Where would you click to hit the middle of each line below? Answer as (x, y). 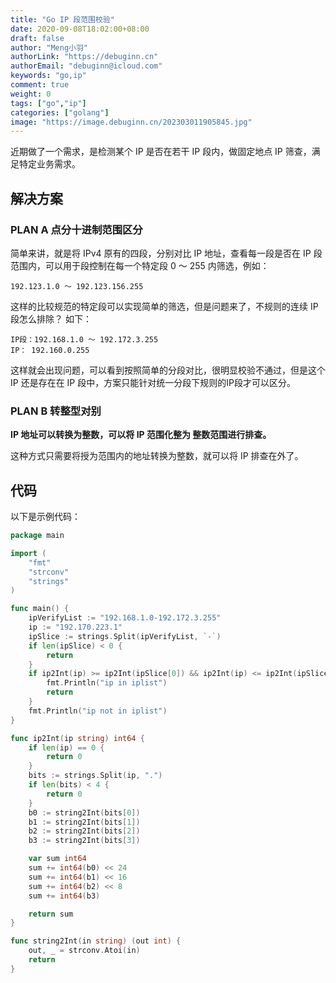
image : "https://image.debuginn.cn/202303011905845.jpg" (131, 122)
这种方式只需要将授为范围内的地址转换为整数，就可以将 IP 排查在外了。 (157, 456)
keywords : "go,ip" (48, 76)
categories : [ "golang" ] (60, 112)
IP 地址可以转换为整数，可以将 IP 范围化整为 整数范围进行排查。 (141, 435)
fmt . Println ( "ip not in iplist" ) (98, 711)
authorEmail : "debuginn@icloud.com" (86, 66)
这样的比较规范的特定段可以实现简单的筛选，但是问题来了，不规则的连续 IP (164, 306)
